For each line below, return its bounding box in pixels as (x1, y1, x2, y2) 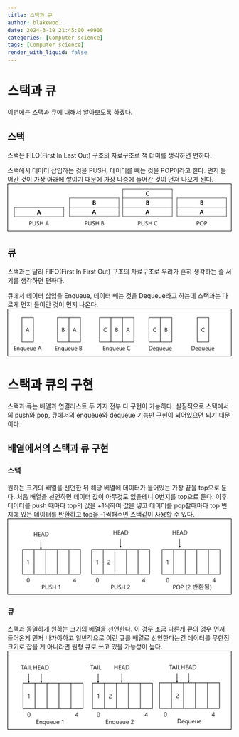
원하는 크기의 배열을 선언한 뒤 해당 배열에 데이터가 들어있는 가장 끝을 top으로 (7, 483, 220, 492)
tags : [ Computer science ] (7, 41, 84, 49)
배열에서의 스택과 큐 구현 (7, 443, 109, 455)
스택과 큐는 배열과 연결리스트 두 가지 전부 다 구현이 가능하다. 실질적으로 (7, 402, 205, 411)
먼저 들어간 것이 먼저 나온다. (20, 300, 99, 309)
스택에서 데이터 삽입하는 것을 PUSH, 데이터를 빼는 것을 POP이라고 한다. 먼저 (7, 166, 219, 175)
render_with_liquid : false (7, 49, 87, 56)
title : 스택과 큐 (7, 11, 53, 19)
